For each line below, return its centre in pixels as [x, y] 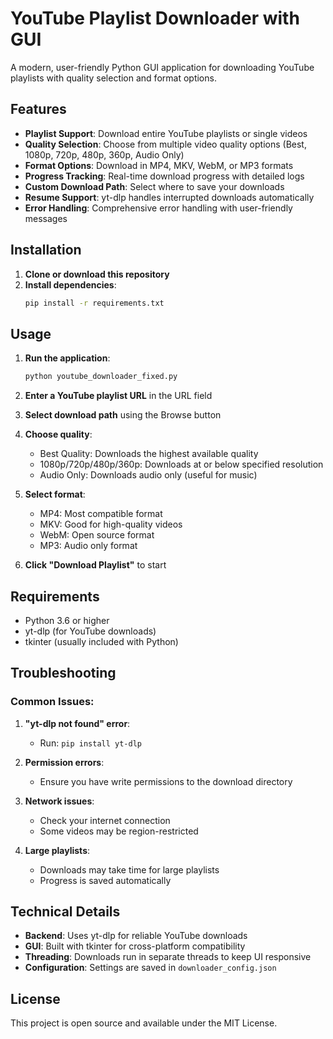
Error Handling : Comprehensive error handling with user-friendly [158, 208]
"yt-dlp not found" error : [77, 723]
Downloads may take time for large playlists [129, 869]
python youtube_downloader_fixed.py [101, 377]
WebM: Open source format [97, 535]
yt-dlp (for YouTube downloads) [90, 631]
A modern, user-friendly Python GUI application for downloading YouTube [162, 67]
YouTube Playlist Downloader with [155, 18]
